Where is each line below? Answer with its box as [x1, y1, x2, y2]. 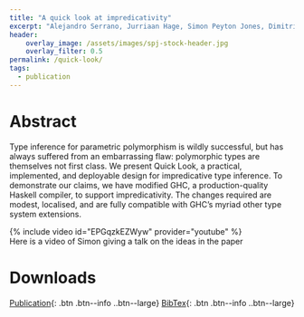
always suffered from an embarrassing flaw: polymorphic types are [9, 150, 261, 161]
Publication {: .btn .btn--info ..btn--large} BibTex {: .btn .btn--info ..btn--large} [9, 297, 295, 308]
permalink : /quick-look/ [9, 55, 103, 64]
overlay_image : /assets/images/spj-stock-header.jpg [25, 38, 229, 48]
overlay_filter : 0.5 [25, 47, 103, 56]
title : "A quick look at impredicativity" [9, 13, 172, 23]
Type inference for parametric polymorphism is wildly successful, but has [9, 141, 284, 152]
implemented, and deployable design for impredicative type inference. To [9, 169, 283, 181]
